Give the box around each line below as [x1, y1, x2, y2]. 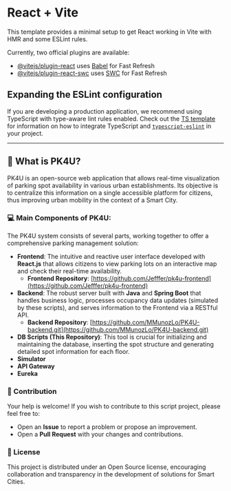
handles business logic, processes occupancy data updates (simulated [16, 296, 219, 304]
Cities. [7, 477, 25, 486]
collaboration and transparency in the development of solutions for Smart [7, 470, 215, 479]
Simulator [16, 355, 46, 363]
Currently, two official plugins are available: [7, 48, 130, 56]
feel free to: [7, 410, 40, 418]
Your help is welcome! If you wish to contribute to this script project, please [7, 402, 221, 410]
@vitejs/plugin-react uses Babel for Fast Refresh [16, 61, 155, 70]
